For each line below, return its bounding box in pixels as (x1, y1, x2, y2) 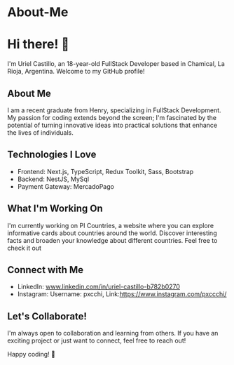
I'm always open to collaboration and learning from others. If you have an (7, 329, 219, 338)
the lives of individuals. (7, 128, 74, 137)
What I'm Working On (7, 203, 103, 215)
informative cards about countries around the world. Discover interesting (7, 229, 217, 237)
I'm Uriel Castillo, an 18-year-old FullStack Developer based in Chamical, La (7, 60, 226, 68)
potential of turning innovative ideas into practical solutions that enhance (7, 121, 218, 129)
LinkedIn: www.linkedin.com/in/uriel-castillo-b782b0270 (17, 282, 181, 291)
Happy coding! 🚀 (7, 350, 56, 359)
